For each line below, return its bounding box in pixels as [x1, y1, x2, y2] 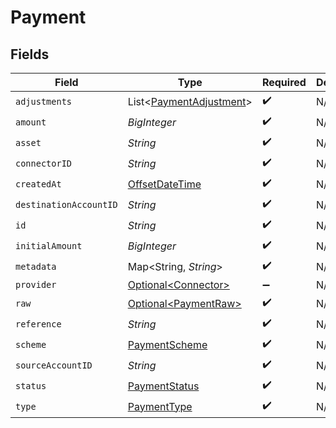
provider [15, 279, 57, 290]
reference [15, 318, 62, 330]
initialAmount [15, 240, 83, 251]
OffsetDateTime [127, 177, 202, 191]
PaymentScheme [127, 337, 208, 351]
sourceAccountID [15, 359, 93, 371]
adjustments [15, 96, 73, 107]
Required [261, 76, 307, 89]
